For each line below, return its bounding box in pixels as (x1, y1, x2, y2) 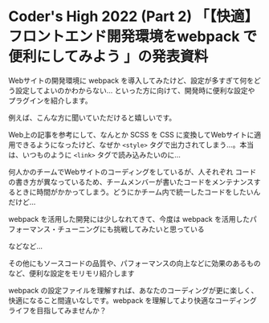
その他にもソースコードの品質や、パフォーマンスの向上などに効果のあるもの (8, 258, 261, 268)
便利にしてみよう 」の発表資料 (8, 47, 209, 66)
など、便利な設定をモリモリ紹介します (8, 268, 135, 278)
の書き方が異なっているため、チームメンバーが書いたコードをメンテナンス (8, 177, 255, 186)
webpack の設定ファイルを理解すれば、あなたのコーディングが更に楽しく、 (8, 285, 259, 295)
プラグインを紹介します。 (8, 96, 92, 105)
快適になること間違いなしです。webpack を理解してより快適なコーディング (8, 295, 257, 305)
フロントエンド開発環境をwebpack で (8, 27, 258, 46)
